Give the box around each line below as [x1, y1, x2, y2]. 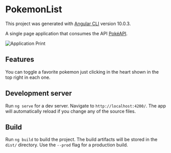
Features [5, 55, 34, 64]
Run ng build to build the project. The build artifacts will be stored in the [5, 137, 158, 143]
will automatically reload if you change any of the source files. [5, 108, 136, 114]
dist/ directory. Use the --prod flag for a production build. [5, 142, 128, 148]
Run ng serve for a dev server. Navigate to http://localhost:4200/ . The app [5, 102, 166, 108]
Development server [5, 89, 72, 98]
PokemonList [5, 4, 62, 15]
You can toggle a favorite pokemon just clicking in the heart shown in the [5, 69, 159, 75]
